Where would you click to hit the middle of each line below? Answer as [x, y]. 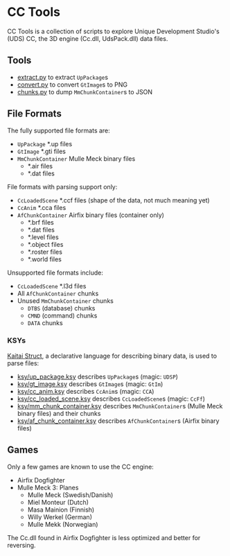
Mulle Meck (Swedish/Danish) [70, 495]
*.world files [45, 259]
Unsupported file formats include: [55, 272]
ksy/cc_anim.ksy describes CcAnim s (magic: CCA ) [86, 391]
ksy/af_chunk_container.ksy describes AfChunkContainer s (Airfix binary [118, 421]
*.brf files [41, 222]
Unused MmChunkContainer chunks [65, 301]
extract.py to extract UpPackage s [63, 77]
